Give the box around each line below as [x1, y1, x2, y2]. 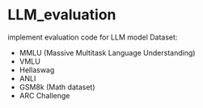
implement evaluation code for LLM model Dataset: [7, 32, 178, 42]
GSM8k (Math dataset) [19, 82, 95, 92]
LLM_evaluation [7, 6, 116, 24]
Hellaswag [19, 64, 55, 74]
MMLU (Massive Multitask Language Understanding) [19, 48, 196, 57]
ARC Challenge [19, 90, 70, 100]
